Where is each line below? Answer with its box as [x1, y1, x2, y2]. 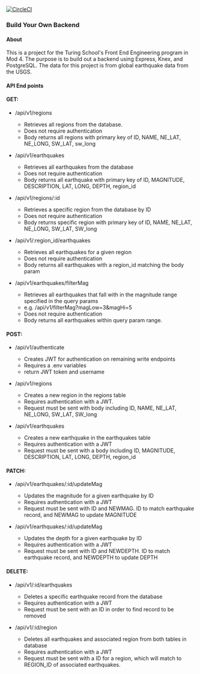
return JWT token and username [23, 368, 105, 376]
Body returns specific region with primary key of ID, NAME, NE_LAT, [23, 219, 192, 226]
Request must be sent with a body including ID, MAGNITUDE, [23, 447, 175, 454]
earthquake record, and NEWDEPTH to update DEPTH [23, 554, 158, 561]
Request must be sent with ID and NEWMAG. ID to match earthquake [23, 505, 195, 512]
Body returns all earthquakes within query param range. [23, 316, 163, 323]
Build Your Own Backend [6, 20, 80, 29]
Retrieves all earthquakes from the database [23, 163, 134, 170]
